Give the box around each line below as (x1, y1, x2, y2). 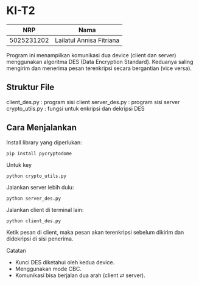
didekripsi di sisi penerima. (6, 235, 74, 242)
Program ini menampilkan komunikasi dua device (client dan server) (6, 51, 176, 58)
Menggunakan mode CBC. (15, 265, 82, 272)
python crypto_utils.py (6, 173, 67, 179)
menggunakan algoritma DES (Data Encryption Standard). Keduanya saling (6, 58, 194, 65)
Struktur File (6, 82, 55, 93)
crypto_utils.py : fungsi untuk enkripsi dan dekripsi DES (6, 105, 145, 112)
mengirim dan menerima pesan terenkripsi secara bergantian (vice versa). (6, 65, 192, 72)
